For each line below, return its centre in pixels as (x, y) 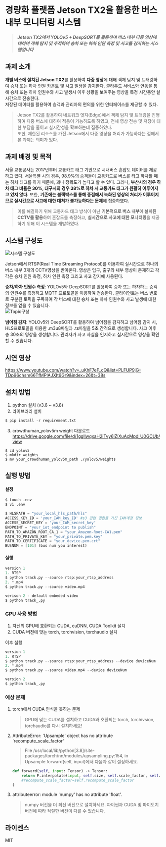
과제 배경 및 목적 (28, 157)
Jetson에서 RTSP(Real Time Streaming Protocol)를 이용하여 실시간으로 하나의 (82, 264)
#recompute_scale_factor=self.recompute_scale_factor (78, 781)
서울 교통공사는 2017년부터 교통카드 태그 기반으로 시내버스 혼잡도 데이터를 (77, 169)
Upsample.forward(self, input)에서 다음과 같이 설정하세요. (81, 762)
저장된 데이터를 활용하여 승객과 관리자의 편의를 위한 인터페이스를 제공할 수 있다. (82, 104)
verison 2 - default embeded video (42, 596)
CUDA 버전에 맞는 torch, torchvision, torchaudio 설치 (65, 632)
